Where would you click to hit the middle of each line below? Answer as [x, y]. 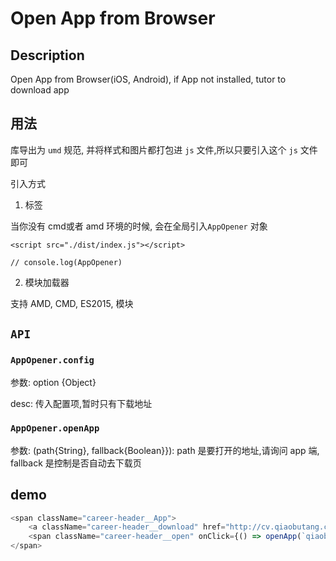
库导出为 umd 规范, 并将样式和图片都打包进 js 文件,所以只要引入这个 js [154, 149]
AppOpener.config [52, 360]
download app [40, 90]
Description [47, 55]
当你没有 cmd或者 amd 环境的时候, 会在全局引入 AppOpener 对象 [139, 226]
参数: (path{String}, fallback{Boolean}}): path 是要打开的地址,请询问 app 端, [165, 450]
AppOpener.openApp [55, 428]
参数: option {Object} [53, 382]
